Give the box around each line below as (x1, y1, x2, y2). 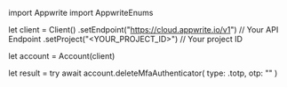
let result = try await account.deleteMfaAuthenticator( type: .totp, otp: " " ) (8, 68, 278, 78)
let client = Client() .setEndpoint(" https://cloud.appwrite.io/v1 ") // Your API (8, 25, 279, 34)
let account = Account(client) (8, 51, 116, 61)
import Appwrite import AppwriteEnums (8, 8, 154, 18)
